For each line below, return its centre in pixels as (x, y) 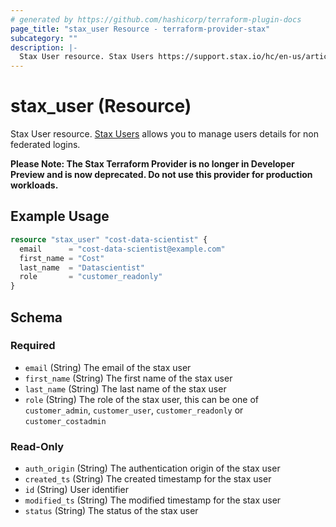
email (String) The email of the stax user (108, 367)
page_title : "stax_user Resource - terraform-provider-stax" (140, 29)
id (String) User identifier (76, 490)
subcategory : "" (44, 38)
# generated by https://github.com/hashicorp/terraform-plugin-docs (156, 19)
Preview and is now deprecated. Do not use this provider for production (161, 175)
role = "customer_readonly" (91, 277)
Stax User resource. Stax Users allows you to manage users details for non (164, 134)
